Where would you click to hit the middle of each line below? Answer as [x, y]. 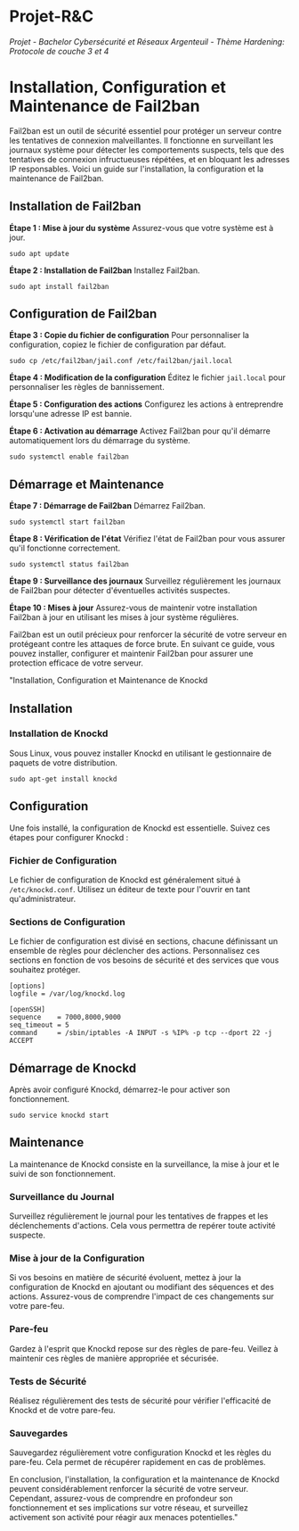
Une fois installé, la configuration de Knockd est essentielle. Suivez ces [140, 828]
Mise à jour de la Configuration [77, 1258]
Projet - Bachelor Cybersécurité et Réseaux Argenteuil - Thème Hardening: [147, 41]
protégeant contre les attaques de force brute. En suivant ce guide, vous [142, 644]
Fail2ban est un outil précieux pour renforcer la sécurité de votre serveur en [148, 634]
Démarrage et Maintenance [87, 484]
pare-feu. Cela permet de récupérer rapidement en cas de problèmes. [137, 1462]
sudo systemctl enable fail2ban [69, 457]
